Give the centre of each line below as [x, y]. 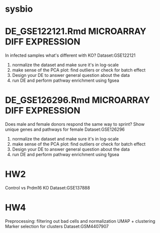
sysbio [19, 9]
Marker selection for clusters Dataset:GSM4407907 [57, 226]
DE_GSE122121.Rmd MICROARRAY [76, 32]
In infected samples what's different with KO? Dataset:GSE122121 [70, 55]
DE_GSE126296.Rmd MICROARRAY [78, 100]
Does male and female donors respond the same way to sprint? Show [75, 124]
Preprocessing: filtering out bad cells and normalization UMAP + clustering [80, 221]
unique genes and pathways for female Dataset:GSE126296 [65, 129]
